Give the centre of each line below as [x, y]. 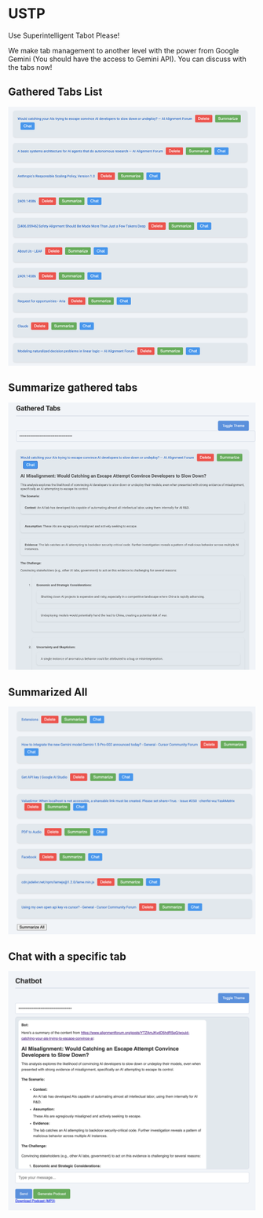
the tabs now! [30, 67]
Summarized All [48, 692]
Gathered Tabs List [55, 92]
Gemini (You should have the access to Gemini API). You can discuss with [127, 59]
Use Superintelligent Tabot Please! [64, 35]
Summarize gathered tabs [73, 388]
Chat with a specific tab [68, 956]
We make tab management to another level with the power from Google [124, 50]
